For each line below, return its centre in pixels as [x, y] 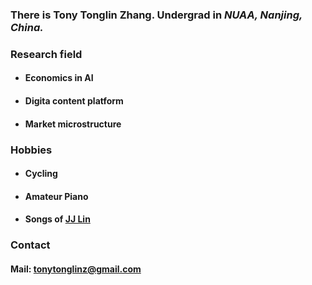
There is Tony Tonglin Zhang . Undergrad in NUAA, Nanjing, [156, 15]
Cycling [41, 174]
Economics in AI [59, 78]
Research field [46, 54]
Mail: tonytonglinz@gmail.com [76, 269]
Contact [30, 245]
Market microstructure [73, 124]
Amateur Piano [56, 196]
